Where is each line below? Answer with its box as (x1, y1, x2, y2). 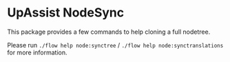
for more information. (7, 48, 67, 56)
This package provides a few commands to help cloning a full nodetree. (7, 28, 211, 36)
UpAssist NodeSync (7, 5, 125, 21)
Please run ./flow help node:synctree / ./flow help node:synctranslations (7, 41, 224, 49)
